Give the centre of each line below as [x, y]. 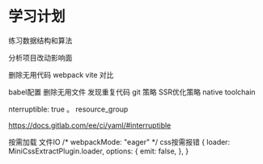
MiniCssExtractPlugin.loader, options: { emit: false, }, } [98, 151]
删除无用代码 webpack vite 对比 [61, 74]
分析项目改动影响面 [40, 57]
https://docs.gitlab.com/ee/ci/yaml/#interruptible [90, 125]
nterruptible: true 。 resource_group [68, 109]
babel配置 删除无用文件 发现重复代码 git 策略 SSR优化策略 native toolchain [132, 92]
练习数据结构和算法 [40, 40]
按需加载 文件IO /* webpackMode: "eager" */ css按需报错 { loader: [119, 141]
